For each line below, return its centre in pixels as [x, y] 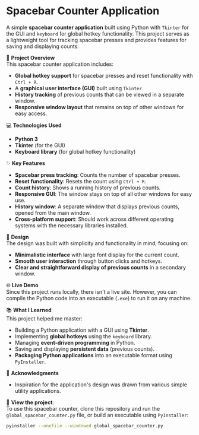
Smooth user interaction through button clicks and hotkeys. [88, 261]
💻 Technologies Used [34, 125]
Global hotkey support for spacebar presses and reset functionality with [104, 75]
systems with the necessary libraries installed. [71, 225]
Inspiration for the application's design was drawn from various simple [101, 385]
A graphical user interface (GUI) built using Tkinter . [79, 88]
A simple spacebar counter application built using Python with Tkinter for [97, 27]
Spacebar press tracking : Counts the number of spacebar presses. [97, 175]
